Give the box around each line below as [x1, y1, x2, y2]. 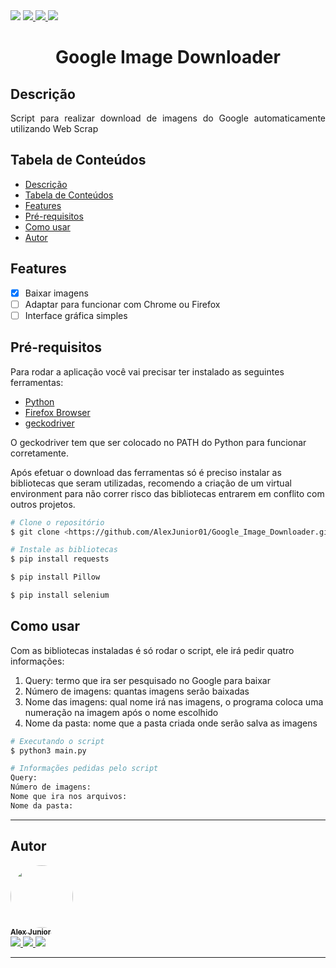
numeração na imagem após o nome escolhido [24, 706, 219, 718]
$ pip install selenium [10, 590, 110, 600]
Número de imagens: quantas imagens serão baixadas [24, 685, 250, 697]
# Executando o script [10, 736, 105, 746]
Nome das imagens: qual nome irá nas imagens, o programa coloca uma [24, 695, 324, 708]
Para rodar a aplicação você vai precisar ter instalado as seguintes [10, 365, 285, 378]
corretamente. [10, 447, 69, 459]
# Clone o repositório [10, 517, 105, 528]
